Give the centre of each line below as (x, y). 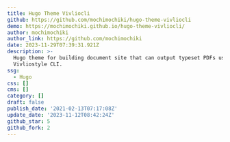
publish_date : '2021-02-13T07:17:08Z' (62, 109)
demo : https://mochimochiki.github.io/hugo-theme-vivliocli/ (96, 26)
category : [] (26, 96)
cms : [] (18, 89)
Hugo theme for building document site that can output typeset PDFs (114, 58)
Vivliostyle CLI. (38, 64)
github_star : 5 (29, 121)
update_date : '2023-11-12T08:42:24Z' (61, 115)
